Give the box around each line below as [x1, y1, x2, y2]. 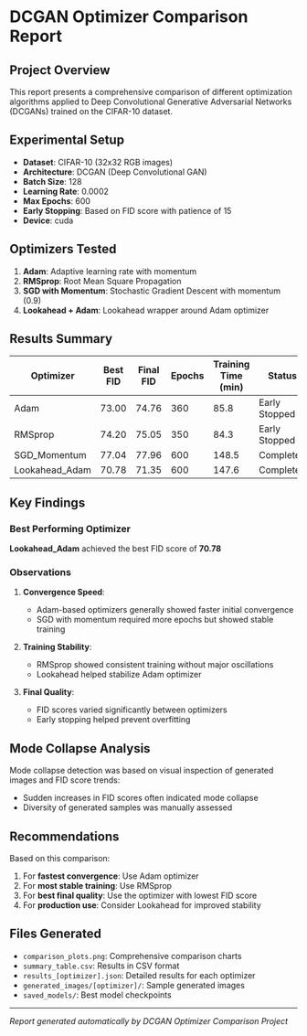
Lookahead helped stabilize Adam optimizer [36, 669, 202, 680]
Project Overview [9, 62, 111, 78]
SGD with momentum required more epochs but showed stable [36, 614, 274, 625]
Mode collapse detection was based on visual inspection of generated [9, 765, 274, 776]
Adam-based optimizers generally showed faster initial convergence [36, 604, 294, 615]
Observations [9, 566, 71, 579]
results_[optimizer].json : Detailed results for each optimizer [22, 969, 256, 980]
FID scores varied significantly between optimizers [36, 704, 228, 715]
